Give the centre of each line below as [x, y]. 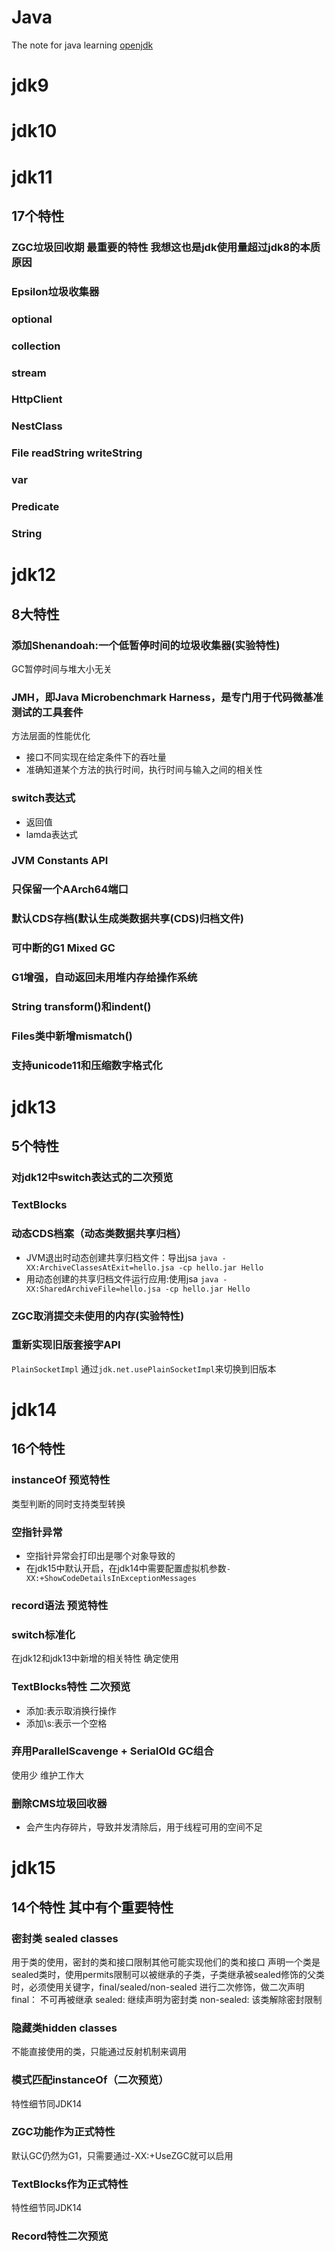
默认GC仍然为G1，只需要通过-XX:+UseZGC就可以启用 [122, 2155]
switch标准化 [43, 1634]
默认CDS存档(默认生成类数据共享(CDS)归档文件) [128, 919]
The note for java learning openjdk [82, 45]
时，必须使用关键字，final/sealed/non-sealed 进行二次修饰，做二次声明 [158, 1987]
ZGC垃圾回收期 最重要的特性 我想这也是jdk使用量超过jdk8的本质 [166, 247]
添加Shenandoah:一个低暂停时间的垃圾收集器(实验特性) [146, 645]
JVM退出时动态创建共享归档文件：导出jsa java [121, 1257]
